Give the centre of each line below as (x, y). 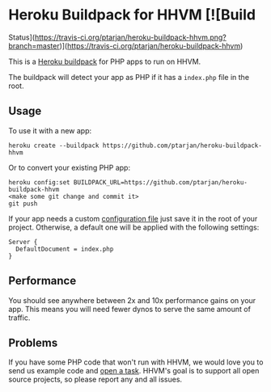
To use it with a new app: (50, 130)
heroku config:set (39, 182)
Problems (33, 342)
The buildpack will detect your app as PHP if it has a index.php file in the (129, 77)
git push (23, 204)
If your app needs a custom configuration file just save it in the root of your (133, 218)
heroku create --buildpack (54, 145)
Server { (23, 242)
